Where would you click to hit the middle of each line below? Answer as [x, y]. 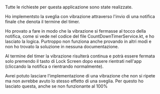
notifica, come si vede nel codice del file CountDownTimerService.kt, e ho [80, 36]
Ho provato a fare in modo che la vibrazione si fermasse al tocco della [76, 31]
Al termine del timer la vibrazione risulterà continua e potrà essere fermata [80, 56]
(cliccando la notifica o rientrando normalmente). [54, 66]
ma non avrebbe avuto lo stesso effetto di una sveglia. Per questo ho [74, 81]
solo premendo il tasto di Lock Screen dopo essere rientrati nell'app [73, 61]
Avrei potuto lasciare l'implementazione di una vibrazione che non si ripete [80, 76]
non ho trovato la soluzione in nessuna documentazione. [62, 47]
